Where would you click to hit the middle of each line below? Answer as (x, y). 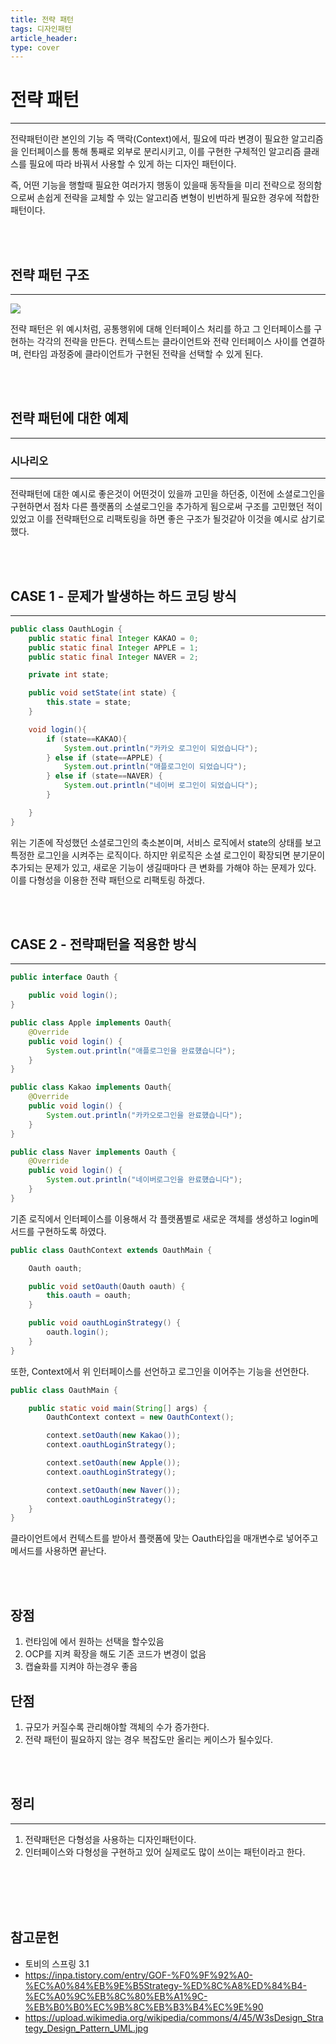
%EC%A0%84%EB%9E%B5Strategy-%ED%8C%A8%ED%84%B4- (165, 1985)
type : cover (35, 47)
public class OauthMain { (64, 1390)
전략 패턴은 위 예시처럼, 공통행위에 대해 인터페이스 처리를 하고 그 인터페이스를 (161, 329)
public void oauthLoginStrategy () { (105, 1323)
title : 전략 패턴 (42, 19)
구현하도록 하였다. (71, 1231)
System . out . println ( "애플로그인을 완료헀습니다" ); (141, 1051)
